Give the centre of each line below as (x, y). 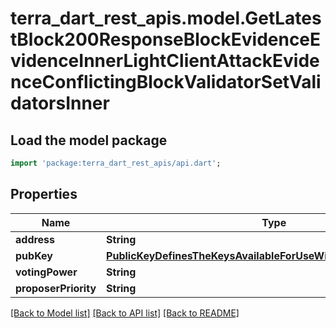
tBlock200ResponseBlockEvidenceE (166, 39)
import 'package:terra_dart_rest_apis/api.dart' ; (116, 163)
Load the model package (89, 140)
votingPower (46, 272)
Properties (44, 194)
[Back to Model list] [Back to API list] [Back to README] (125, 313)
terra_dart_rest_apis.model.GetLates (166, 18)
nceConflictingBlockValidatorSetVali (166, 82)
